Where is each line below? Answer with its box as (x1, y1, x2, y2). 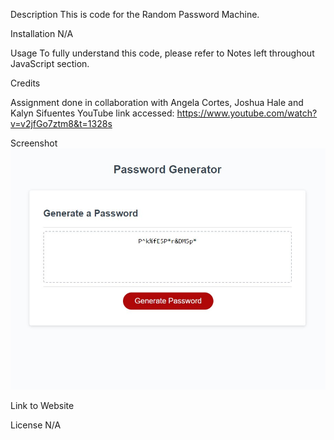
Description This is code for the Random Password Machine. (10, 9, 260, 20)
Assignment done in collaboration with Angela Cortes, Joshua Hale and (10, 97, 304, 108)
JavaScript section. (10, 58, 90, 69)
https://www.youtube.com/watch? (176, 107, 318, 119)
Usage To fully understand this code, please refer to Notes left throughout (10, 47, 315, 59)
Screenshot (10, 137, 58, 149)
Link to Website (10, 400, 75, 412)
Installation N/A (10, 28, 74, 39)
